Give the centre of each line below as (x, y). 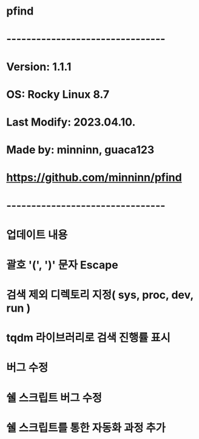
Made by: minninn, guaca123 (80, 150)
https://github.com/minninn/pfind (94, 178)
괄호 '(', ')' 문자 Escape (62, 265)
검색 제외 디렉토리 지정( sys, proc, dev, (100, 295)
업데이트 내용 (37, 235)
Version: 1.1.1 (39, 66)
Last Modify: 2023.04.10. (71, 122)
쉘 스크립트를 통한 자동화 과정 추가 (86, 428)
